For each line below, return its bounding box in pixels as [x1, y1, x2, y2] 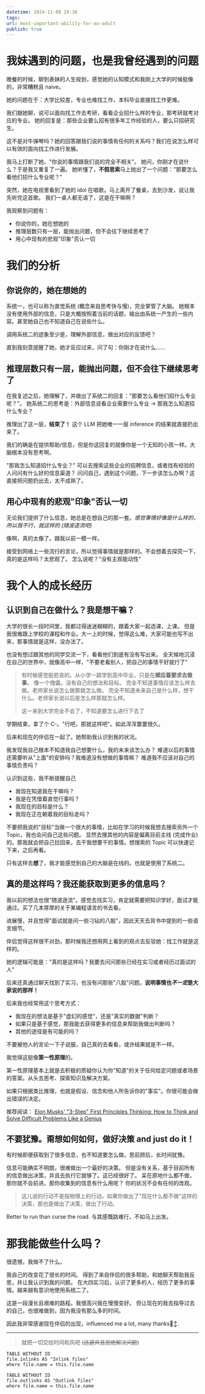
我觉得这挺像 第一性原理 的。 [6, 1054, 76, 1061]
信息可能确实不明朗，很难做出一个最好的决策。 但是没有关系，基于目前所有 [6, 1164, 195, 1172]
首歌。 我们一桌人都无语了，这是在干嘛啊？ [27, 194, 136, 202]
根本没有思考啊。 [11, 449, 55, 456]
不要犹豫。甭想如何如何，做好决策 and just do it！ [6, 1134, 195, 1145]
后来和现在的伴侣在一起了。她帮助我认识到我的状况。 [6, 733, 140, 740]
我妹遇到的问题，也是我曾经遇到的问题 [6, 54, 200, 68]
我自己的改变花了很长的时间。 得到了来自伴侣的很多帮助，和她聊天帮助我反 [6, 1271, 195, 1278]
